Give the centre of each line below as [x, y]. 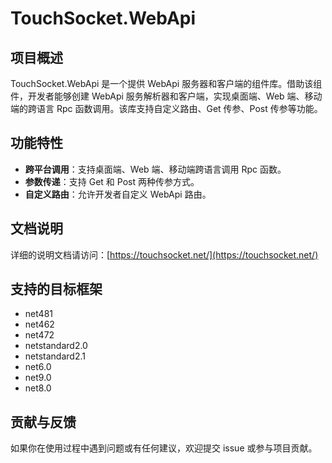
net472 [39, 335]
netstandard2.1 [55, 356]
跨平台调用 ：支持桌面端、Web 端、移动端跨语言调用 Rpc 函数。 [155, 169]
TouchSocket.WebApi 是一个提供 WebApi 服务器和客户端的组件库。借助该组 [166, 83]
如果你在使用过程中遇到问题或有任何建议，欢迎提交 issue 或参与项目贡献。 [164, 448]
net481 [39, 314]
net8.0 [38, 388]
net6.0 [38, 367]
